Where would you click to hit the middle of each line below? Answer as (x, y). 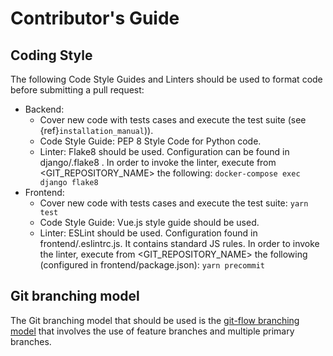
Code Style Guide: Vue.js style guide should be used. (149, 222)
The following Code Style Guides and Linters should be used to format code (166, 79)
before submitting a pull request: (77, 90)
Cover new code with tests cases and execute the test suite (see (173, 120)
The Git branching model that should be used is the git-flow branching (155, 320)
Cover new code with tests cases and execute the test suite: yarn (174, 203)
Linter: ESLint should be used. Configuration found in (148, 233)
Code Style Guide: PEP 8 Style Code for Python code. (150, 141)
